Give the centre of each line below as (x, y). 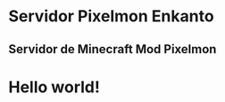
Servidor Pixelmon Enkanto (112, 16)
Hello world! (54, 87)
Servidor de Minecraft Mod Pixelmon (112, 49)
